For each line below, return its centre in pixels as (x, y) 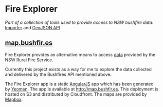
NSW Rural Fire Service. (29, 60)
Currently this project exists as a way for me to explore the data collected (78, 69)
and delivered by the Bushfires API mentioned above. (58, 74)
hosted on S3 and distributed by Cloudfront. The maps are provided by (76, 94)
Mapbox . (14, 99)
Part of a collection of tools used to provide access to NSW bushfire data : (79, 22)
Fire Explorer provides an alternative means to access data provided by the (80, 54)
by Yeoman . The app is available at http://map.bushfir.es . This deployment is (82, 89)
